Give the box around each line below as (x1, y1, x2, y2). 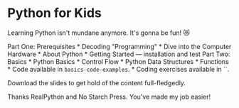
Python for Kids (7, 5, 102, 21)
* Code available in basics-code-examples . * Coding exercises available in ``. (7, 65, 230, 73)
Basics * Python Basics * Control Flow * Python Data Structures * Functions (7, 57, 229, 65)
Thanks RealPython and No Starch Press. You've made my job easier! (7, 92, 211, 101)
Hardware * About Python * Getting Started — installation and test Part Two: (7, 50, 230, 58)
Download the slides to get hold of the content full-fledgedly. (7, 78, 186, 87)
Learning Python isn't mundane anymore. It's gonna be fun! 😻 (7, 28, 190, 37)
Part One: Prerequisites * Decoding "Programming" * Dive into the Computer (7, 42, 232, 50)
